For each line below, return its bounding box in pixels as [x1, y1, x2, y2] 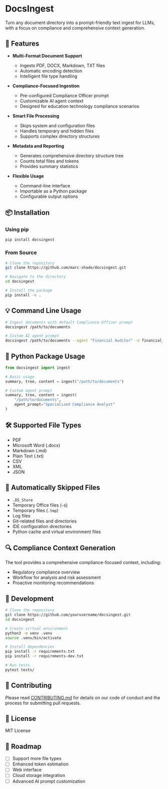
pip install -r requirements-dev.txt [5, 654, 84, 659]
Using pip [5, 226, 29, 233]
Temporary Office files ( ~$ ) [12, 502, 68, 508]
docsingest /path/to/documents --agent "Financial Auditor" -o [5, 338, 140, 343]
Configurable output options [19, 193, 78, 199]
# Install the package [5, 288, 52, 293]
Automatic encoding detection [19, 68, 82, 74]
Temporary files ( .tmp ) [12, 507, 58, 513]
